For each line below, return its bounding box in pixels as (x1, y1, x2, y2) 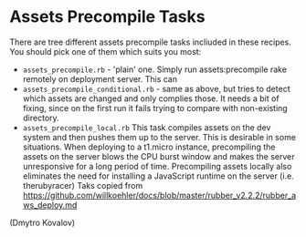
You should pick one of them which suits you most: (9, 46, 202, 57)
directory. (22, 112, 59, 123)
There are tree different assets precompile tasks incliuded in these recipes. (9, 36, 292, 47)
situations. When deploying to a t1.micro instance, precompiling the (22, 141, 276, 152)
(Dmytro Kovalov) (9, 217, 76, 228)
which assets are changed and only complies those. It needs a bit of (22, 93, 280, 104)
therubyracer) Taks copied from (22, 180, 143, 191)
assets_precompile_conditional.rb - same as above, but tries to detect (22, 83, 290, 94)
